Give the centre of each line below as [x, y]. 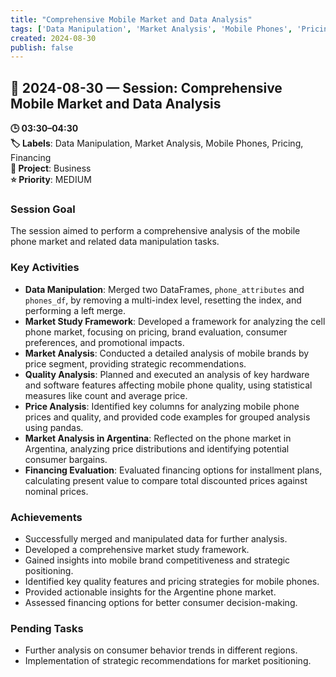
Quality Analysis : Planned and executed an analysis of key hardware [167, 374]
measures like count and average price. [106, 395]
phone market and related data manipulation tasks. [115, 242]
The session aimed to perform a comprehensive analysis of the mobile [155, 231]
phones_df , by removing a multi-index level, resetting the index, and [163, 300]
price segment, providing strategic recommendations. [135, 363]
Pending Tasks [47, 628]
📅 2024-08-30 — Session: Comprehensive [146, 87]
